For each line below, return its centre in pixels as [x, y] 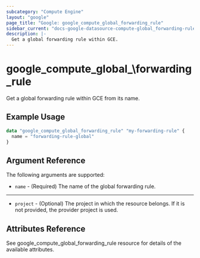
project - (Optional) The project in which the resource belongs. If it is [100, 204]
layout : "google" [28, 17]
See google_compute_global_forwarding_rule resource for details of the [94, 243]
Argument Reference [46, 160]
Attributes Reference [46, 228]
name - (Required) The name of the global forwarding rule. [85, 186]
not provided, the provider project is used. [66, 210]
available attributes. [30, 249]
